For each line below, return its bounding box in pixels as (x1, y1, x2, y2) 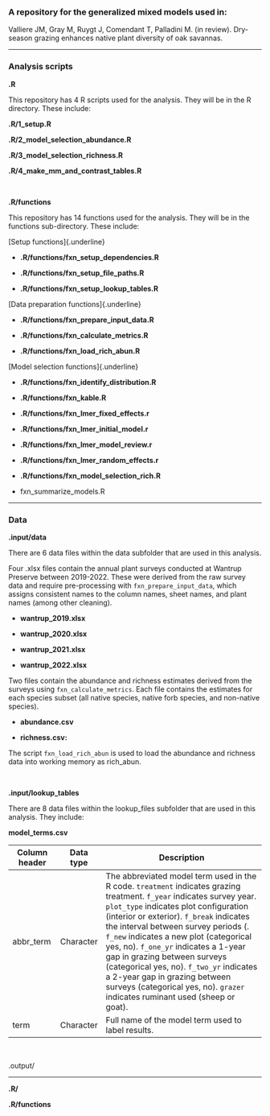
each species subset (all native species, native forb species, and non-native (8, 692, 260, 702)
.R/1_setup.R (8, 119, 51, 129)
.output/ (8, 1060, 35, 1070)
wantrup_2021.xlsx (19, 644, 86, 654)
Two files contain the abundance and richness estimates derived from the (8, 676, 252, 685)
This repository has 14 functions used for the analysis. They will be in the (8, 213, 250, 222)
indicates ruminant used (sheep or (105, 991, 235, 1002)
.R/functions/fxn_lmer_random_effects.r (19, 455, 159, 465)
